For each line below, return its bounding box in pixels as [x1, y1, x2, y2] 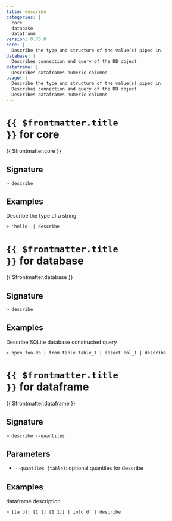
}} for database [6, 254, 85, 268]
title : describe [6, 8, 46, 15]
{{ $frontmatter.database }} [6, 274, 73, 281]
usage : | [6, 75, 28, 81]
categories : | [6, 14, 42, 20]
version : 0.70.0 [6, 36, 46, 42]
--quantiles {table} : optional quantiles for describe [14, 464, 144, 472]
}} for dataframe [6, 380, 89, 394]
